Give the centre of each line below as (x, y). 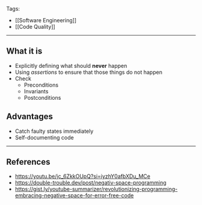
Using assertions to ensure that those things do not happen (88, 72)
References (28, 162)
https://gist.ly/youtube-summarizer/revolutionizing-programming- (96, 189)
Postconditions (42, 97)
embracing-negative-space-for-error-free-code (74, 195)
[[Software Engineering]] (46, 20)
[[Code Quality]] (35, 27)
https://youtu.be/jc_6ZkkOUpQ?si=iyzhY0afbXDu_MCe (82, 176)
